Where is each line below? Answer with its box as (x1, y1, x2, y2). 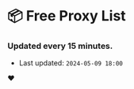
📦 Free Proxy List (7, 7, 126, 25)
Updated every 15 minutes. (7, 41, 113, 52)
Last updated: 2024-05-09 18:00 (18, 58, 124, 68)
